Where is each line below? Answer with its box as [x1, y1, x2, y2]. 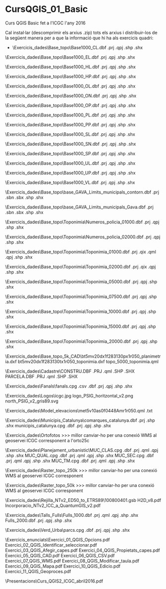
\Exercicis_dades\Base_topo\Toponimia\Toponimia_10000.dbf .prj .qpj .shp [5, 308, 156, 314]
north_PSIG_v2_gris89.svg [5, 398, 58, 404]
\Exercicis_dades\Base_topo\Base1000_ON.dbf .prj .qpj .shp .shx [5, 93, 137, 98]
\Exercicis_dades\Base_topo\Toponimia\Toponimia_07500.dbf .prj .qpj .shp [5, 294, 157, 299]
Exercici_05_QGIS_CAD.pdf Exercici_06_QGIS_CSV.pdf [5, 552, 115, 558]
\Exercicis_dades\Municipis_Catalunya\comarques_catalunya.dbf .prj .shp [5, 417, 155, 423]
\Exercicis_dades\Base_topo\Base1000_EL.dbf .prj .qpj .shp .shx [5, 54, 135, 60]
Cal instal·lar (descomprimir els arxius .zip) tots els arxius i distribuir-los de [5, 29, 158, 35]
